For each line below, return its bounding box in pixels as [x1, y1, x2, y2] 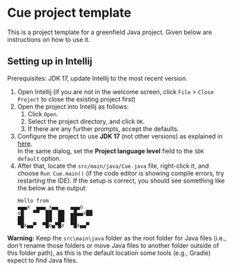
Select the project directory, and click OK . [27, 117, 145, 125]
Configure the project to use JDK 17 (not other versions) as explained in [17, 132, 223, 140]
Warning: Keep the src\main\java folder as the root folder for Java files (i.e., [7, 233, 227, 242]
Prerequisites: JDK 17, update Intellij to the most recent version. [7, 74, 188, 82]
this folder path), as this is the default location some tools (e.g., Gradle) [7, 249, 211, 257]
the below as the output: [17, 183, 88, 192]
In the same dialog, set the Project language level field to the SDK [17, 146, 204, 155]
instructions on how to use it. [7, 35, 90, 43]
